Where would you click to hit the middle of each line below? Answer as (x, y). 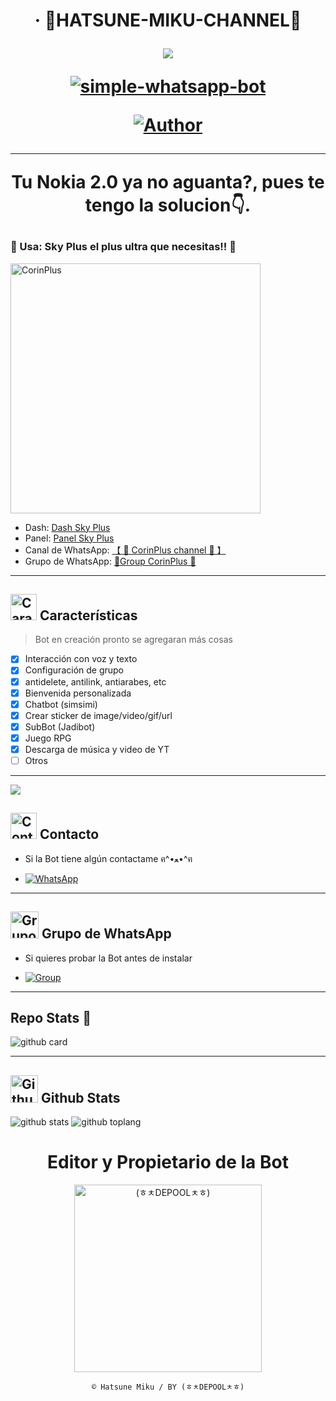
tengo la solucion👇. (168, 205)
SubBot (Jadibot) (60, 726)
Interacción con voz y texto (81, 659)
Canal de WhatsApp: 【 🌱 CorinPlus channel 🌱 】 (125, 550)
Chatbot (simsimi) (61, 704)
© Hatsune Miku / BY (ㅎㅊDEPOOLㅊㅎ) (168, 1387)
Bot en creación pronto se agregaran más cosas (133, 640)
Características (88, 615)
